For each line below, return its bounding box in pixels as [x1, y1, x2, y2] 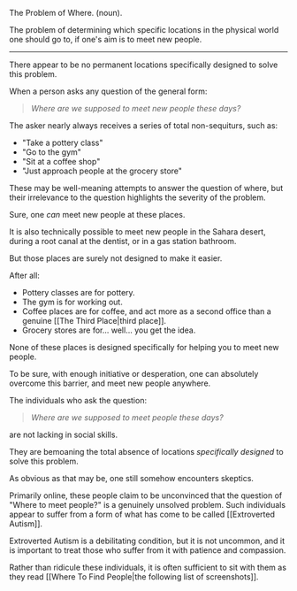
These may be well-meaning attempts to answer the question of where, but [9, 183, 284, 193]
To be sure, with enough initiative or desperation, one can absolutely [9, 369, 259, 379]
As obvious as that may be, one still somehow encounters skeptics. [9, 473, 255, 483]
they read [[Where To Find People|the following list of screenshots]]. [9, 572, 259, 582]
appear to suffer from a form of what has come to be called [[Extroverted [9, 509, 276, 519]
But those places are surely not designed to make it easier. [9, 253, 223, 264]
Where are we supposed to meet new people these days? [30, 104, 241, 113]
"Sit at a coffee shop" [21, 157, 101, 166]
